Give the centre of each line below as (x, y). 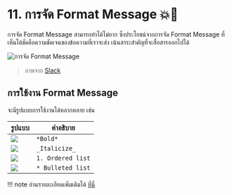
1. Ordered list (63, 158)
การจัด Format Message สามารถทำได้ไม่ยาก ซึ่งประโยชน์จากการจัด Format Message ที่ (116, 34)
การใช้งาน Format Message (63, 93)
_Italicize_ (56, 148)
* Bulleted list (63, 168)
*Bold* (47, 139)
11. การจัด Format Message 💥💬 (93, 14)
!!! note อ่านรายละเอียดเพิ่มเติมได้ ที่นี (51, 184)
